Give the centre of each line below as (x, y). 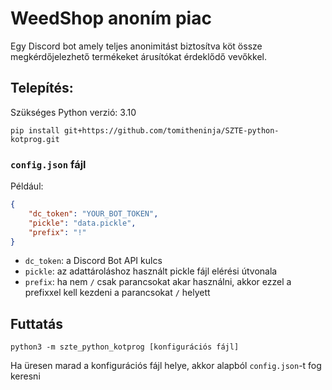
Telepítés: (42, 88)
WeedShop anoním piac (111, 18)
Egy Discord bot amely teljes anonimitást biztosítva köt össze (136, 46)
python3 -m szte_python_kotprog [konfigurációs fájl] (125, 347)
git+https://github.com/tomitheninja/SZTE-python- (171, 130)
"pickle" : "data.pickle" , (82, 223)
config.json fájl (48, 164)
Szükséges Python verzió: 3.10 (73, 112)
